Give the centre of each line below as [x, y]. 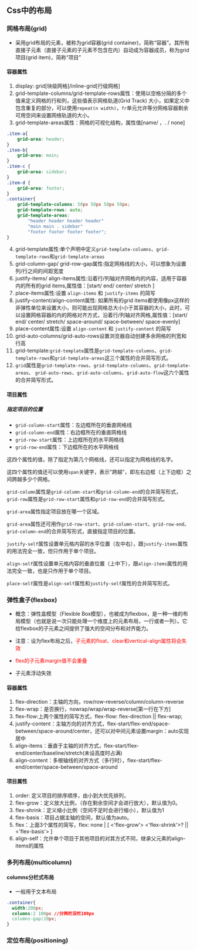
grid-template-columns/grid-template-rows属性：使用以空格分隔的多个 [101, 93]
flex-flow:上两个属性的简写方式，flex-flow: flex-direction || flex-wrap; [99, 717]
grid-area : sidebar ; [42, 172]
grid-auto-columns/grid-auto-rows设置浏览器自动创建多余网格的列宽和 [101, 336]
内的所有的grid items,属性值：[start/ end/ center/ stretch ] [85, 286]
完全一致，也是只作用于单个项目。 [53, 571]
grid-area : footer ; [41, 188]
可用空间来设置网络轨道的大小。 [54, 115]
